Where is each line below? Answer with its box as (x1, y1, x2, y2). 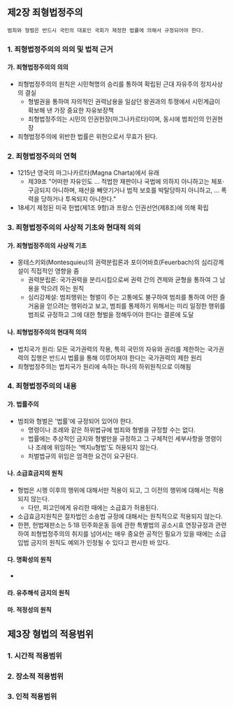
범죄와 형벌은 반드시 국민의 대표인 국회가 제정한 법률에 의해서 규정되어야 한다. (7, 27, 205, 34)
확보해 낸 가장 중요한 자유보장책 (27, 105, 114, 114)
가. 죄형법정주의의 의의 (7, 63, 68, 71)
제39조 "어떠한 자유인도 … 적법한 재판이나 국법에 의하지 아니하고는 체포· (27, 177, 225, 186)
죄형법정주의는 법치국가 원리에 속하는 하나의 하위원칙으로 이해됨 (17, 362, 191, 370)
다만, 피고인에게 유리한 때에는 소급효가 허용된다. (27, 503, 159, 511)
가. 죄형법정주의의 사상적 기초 (7, 241, 87, 249)
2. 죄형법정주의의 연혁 (7, 151, 77, 161)
